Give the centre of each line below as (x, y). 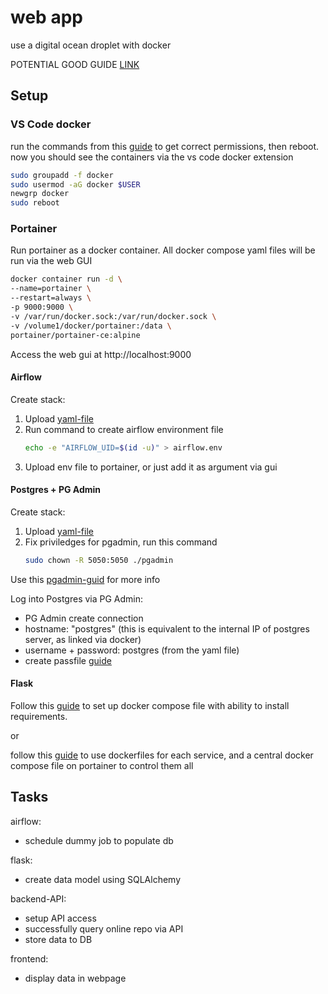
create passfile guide (68, 660)
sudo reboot (35, 203)
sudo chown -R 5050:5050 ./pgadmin (99, 560)
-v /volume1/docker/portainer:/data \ (91, 326)
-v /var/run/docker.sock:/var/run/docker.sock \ (113, 316)
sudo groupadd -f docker (62, 175)
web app (46, 17)
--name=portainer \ (51, 289)
